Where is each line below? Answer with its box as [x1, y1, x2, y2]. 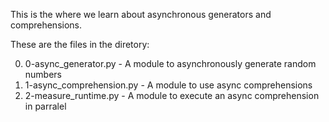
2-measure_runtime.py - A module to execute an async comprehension [24, 90, 320, 101]
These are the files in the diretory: [10, 39, 150, 50]
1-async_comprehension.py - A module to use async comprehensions [24, 79, 313, 91]
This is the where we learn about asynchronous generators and [10, 9, 272, 20]
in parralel [24, 100, 67, 112]
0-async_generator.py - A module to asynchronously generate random [24, 58, 317, 69]
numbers [24, 69, 63, 80]
